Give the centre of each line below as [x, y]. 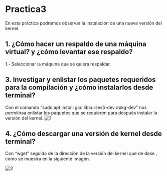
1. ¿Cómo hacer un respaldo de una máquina [76, 44]
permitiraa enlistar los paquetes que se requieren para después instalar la [81, 112]
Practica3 [26, 9]
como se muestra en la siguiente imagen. [48, 159]
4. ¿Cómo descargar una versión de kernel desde [83, 133]
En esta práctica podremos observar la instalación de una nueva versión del [83, 23]
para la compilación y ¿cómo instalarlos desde [79, 88]
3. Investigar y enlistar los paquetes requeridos [80, 80]
